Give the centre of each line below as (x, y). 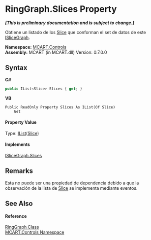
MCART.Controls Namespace (35, 232)
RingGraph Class (22, 227)
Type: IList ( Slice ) (22, 133)
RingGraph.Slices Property (61, 9)
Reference (16, 216)
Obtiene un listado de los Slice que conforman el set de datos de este (75, 32)
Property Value (21, 122)
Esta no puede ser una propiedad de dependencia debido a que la (72, 183)
